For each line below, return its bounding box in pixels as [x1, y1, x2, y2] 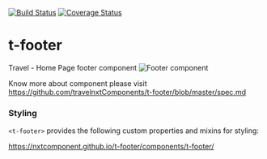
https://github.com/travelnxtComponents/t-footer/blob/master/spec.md [8, 87, 247, 97]
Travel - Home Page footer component [8, 62, 138, 72]
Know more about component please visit [8, 78, 147, 88]
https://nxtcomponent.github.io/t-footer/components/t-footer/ [8, 142, 214, 152]
